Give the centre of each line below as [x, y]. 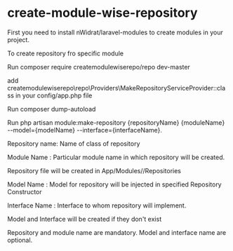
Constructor [25, 191]
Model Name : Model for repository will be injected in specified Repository [115, 184]
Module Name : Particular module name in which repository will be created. [116, 157]
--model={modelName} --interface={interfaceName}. [85, 130]
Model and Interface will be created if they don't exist [85, 219]
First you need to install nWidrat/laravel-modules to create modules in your [115, 32]
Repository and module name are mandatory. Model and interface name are [117, 232]
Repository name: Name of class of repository [74, 143]
